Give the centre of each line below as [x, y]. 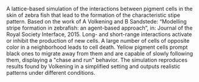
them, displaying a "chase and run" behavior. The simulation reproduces [97, 60]
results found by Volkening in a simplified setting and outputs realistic [93, 66]
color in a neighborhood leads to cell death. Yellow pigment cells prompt [97, 47]
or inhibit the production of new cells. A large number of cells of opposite [98, 41]
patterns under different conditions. [51, 73]
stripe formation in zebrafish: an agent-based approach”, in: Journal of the [100, 28]
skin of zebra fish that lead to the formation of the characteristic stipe [93, 15]
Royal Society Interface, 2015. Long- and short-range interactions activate [99, 34]
